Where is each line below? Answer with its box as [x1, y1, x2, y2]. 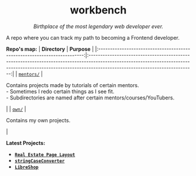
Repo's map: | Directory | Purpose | [6, 45, 94, 53]
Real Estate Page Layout [14, 151, 75, 158]
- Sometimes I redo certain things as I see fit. [6, 88, 115, 95]
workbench [70, 4, 127, 17]
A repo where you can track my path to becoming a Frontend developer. [6, 34, 180, 41]
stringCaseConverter [14, 158, 65, 164]
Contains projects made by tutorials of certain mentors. [6, 81, 139, 88]
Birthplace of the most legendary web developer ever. [33, 23, 164, 30]
